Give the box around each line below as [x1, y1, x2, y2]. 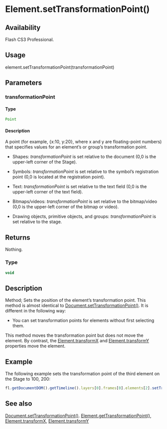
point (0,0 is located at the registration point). [12, 174, 105, 180]
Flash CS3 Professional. [5, 36, 54, 42]
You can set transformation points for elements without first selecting [12, 317, 155, 323]
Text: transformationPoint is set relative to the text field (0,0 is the [12, 183, 147, 190]
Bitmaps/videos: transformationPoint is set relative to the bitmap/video [12, 198, 158, 205]
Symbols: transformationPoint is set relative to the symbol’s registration [12, 168, 159, 175]
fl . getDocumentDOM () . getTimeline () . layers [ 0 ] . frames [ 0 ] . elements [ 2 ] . [5, 386, 153, 391]
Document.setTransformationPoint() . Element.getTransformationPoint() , [5, 413, 152, 419]
